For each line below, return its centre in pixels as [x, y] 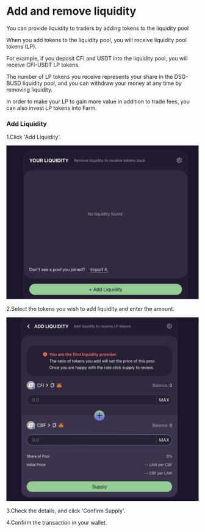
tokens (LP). [22, 46]
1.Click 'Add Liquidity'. [34, 137]
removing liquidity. [30, 89]
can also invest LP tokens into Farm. [52, 107]
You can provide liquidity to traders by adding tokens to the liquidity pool [98, 28]
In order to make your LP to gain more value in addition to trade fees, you [98, 101]
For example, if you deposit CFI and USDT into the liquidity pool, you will [97, 58]
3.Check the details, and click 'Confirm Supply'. [66, 511]
